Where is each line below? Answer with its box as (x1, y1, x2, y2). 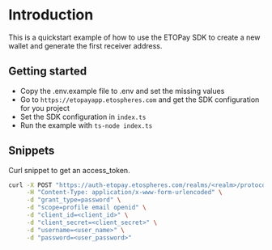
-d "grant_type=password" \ (26, 196, 121, 204)
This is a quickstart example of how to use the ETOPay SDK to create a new (8, 32, 261, 42)
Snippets (8, 144, 55, 158)
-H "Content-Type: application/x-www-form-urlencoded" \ (26, 189, 223, 197)
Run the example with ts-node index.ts (19, 120, 153, 130)
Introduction (8, 6, 94, 24)
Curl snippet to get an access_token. (8, 165, 131, 175)
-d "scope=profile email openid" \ (26, 204, 147, 212)
